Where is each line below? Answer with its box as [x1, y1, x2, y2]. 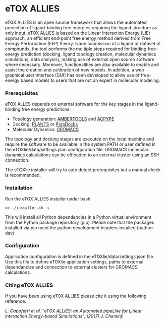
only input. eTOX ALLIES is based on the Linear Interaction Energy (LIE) [5, 30, 150, 36]
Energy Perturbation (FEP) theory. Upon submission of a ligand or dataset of [5, 40, 161, 46]
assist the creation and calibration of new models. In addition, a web [5, 66, 145, 72]
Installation [5, 185, 33, 192]
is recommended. [5, 172, 41, 178]
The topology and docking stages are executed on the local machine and [5, 136, 155, 142]
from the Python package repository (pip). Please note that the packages [5, 219, 155, 225]
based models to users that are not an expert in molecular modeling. [20, 77, 160, 83]
